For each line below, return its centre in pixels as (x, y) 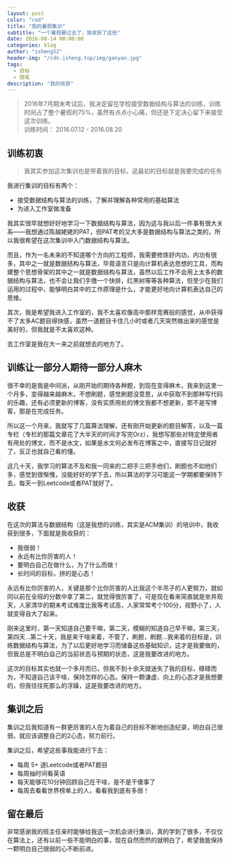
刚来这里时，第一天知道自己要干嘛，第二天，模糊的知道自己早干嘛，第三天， (115, 628)
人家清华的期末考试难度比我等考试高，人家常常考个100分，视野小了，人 (120, 605)
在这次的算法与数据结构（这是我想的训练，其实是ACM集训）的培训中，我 (110, 524)
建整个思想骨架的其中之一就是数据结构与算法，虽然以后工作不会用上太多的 (112, 272)
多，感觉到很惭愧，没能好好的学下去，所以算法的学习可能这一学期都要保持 (112, 474)
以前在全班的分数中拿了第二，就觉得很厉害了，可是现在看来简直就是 (109, 596)
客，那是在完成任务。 (37, 411)
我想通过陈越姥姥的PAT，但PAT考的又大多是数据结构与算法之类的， (120, 232)
